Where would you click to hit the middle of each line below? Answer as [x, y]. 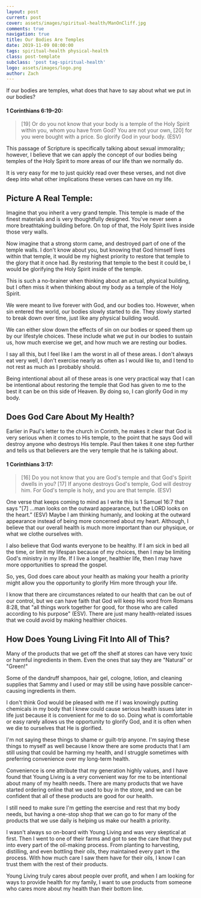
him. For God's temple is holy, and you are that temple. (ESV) [96, 491]
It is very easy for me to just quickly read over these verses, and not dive [96, 173]
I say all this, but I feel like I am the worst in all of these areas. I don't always [100, 354]
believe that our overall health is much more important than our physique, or [100, 528]
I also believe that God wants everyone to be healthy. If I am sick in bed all [98, 546]
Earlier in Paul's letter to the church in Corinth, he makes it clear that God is [99, 432]
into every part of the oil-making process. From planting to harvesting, [93, 845]
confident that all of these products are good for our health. [80, 796]
